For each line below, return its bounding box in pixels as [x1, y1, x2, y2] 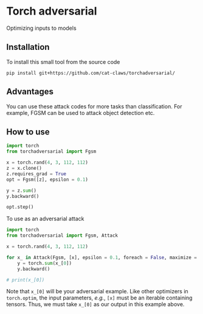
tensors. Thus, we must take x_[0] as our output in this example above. [6, 301, 185, 308]
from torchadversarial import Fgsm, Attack [6, 232, 119, 239]
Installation [6, 42, 50, 52]
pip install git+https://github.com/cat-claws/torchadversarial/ [6, 70, 175, 76]
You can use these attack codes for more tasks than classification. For [6, 102, 182, 110]
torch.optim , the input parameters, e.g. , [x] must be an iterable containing [6, 294, 193, 302]
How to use [6, 127, 50, 137]
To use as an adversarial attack [6, 215, 84, 223]
